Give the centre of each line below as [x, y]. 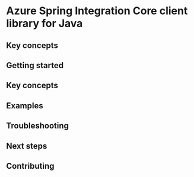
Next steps [27, 146]
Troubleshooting [38, 126]
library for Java [44, 23]
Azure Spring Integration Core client [97, 11]
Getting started [35, 65]
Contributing [30, 166]
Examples [25, 106]
